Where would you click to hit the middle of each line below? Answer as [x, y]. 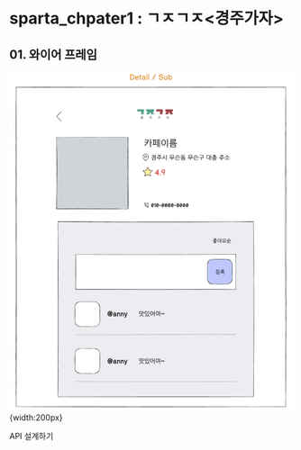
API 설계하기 [32, 436]
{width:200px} [36, 417]
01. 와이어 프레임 [53, 54]
